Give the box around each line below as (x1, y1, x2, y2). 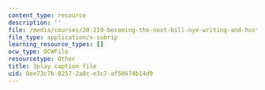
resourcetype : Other (8, 56, 77, 63)
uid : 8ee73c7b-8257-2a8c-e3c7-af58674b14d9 (8, 70, 154, 77)
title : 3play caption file (8, 63, 97, 70)
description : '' (8, 19, 62, 27)
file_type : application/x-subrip (8, 33, 118, 41)
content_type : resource (8, 11, 87, 20)
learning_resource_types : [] (8, 41, 104, 49)
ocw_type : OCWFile (8, 48, 69, 56)
